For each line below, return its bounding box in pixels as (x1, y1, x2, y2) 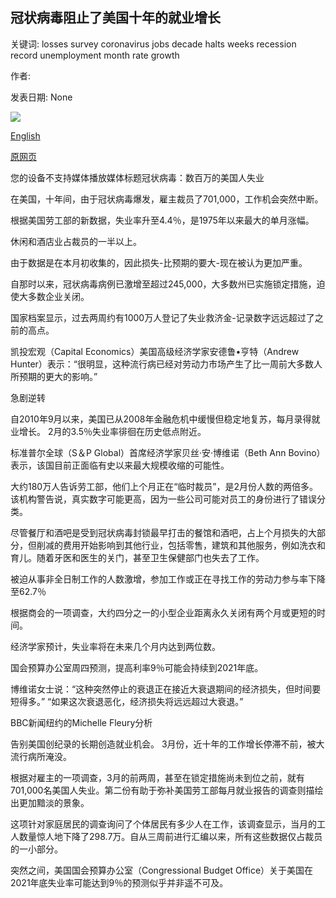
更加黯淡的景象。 (18, 796, 90, 808)
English (10, 129, 41, 142)
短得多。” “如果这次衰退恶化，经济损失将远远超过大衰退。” (10, 695, 244, 707)
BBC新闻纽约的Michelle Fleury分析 (10, 716, 153, 728)
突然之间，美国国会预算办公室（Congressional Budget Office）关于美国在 (10, 864, 314, 876)
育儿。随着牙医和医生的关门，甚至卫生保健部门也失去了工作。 (10, 551, 265, 563)
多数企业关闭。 (27, 290, 90, 302)
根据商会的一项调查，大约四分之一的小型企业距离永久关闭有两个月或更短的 (10, 606, 317, 618)
